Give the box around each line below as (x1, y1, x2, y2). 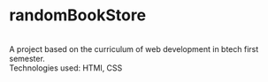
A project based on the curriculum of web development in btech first (9, 43, 259, 54)
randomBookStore (9, 5, 147, 26)
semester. (9, 53, 46, 63)
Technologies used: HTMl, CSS (9, 63, 123, 73)
